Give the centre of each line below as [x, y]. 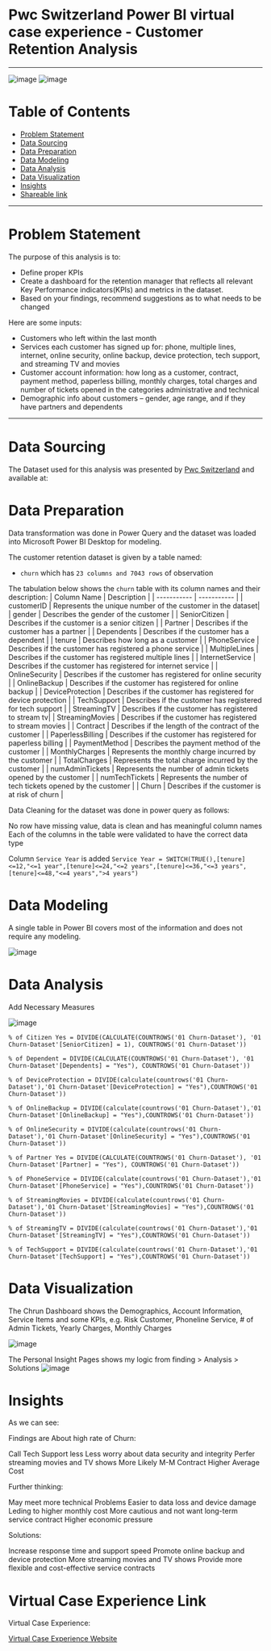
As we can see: [34, 1422]
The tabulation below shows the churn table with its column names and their [134, 588]
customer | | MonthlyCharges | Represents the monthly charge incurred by [132, 751]
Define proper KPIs [52, 272]
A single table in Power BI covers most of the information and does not [126, 927]
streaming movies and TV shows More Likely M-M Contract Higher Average [134, 1463]
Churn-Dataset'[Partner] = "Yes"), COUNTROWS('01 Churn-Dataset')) [124, 1165]
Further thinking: [36, 1487]
